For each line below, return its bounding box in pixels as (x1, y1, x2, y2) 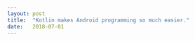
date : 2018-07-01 (7, 23, 65, 30)
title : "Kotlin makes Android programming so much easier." (7, 17, 190, 24)
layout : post (7, 10, 46, 17)
